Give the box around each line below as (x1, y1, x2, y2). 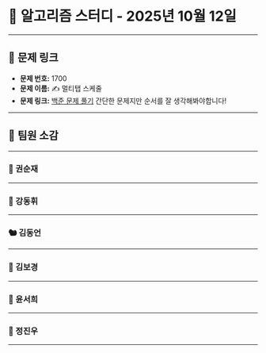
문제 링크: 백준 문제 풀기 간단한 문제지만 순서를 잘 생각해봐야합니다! (19, 96, 227, 106)
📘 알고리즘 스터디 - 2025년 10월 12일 (8, 7, 237, 25)
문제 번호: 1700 (19, 73, 67, 83)
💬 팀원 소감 (8, 129, 59, 143)
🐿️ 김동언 (8, 228, 42, 239)
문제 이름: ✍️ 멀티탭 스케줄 (19, 83, 103, 93)
